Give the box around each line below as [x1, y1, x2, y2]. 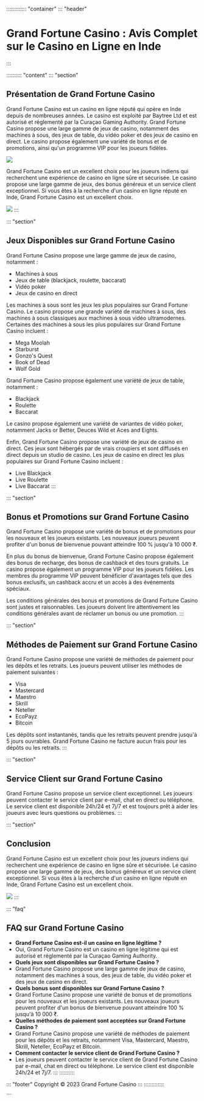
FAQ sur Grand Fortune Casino [6, 923, 124, 933]
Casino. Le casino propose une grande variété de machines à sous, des [6, 307, 186, 315]
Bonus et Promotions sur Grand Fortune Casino [6, 512, 189, 522]
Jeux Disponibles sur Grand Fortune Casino [6, 235, 175, 246]
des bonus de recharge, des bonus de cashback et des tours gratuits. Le [6, 559, 189, 567]
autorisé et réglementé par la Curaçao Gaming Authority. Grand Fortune [6, 118, 186, 126]
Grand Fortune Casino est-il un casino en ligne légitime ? [15, 939, 162, 946]
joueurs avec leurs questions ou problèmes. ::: [6, 809, 122, 816]
